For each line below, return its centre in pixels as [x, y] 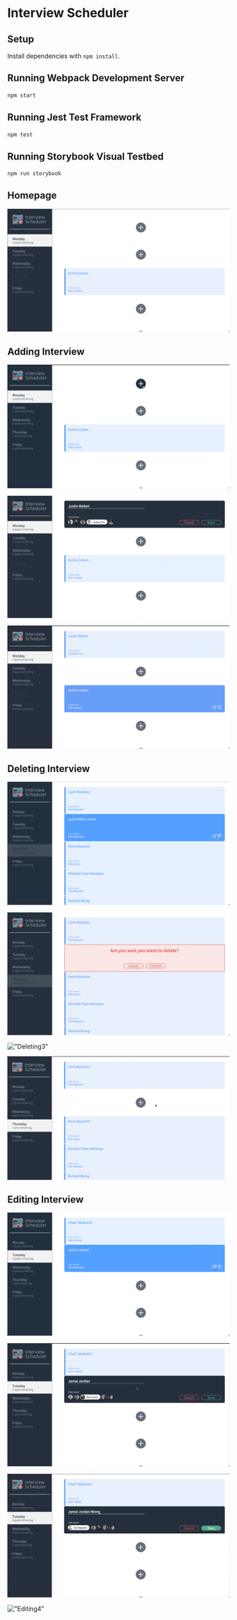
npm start [22, 95]
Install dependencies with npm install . [63, 56]
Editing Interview [45, 1199]
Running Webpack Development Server [96, 78]
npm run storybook [34, 174]
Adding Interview [46, 351]
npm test [20, 135]
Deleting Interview [49, 769]
